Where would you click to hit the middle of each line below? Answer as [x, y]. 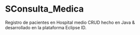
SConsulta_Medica [45, 9]
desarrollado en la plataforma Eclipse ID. [46, 27]
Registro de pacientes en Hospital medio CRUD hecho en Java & [70, 22]
